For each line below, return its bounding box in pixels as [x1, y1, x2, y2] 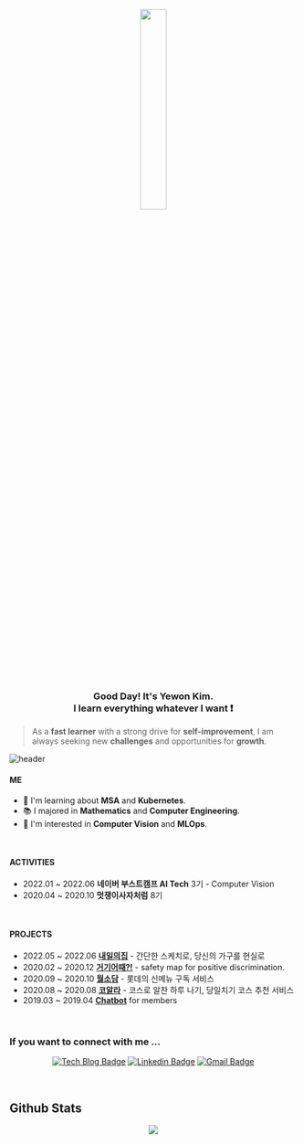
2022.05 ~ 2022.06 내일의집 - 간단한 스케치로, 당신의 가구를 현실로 [22, 950, 266, 961]
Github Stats [9, 1100, 82, 1116]
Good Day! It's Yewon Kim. [92, 690, 214, 703]
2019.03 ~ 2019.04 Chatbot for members [22, 994, 178, 1005]
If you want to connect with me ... [9, 1035, 162, 1048]
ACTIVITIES [9, 857, 55, 868]
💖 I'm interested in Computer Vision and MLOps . [22, 818, 208, 829]
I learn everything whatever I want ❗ [73, 702, 234, 715]
